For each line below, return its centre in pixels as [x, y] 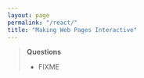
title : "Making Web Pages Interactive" [72, 30]
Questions [44, 52]
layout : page [29, 15]
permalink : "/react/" [43, 23]
